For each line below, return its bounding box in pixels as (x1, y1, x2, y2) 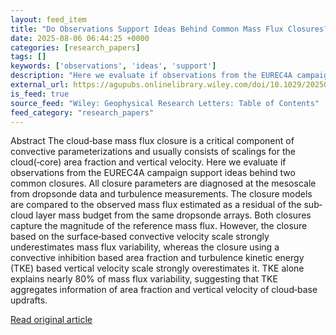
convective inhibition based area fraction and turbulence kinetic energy (10, 252, 305, 264)
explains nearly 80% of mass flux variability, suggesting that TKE (10, 273, 278, 285)
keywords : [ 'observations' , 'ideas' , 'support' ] (10, 61, 217, 71)
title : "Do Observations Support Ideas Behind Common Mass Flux (10, 24, 284, 34)
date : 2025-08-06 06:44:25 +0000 (10, 33, 150, 43)
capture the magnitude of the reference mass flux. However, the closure (10, 220, 308, 232)
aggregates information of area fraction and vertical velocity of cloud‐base (10, 284, 318, 296)
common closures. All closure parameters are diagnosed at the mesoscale (10, 177, 317, 190)
